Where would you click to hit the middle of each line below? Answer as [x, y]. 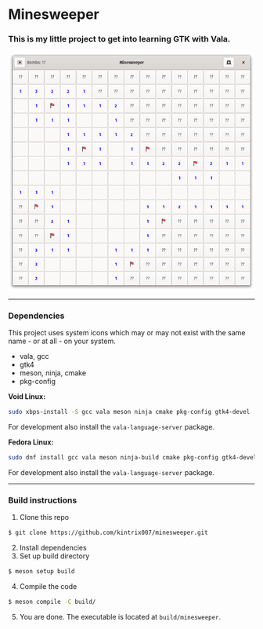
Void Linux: [27, 397]
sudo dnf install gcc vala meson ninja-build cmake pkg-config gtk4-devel [133, 458]
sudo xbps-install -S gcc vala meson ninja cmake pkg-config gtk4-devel [129, 412]
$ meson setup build [42, 572]
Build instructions [43, 500]
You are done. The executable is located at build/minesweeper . [120, 616]
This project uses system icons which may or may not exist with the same [127, 333]
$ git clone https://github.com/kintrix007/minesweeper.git [108, 533]
